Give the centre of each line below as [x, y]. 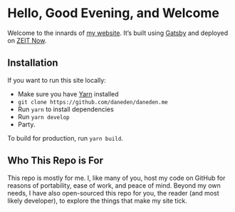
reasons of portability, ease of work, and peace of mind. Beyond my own [114, 185]
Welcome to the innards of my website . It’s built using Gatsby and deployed [118, 33]
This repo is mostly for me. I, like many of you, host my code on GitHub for [116, 178]
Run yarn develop [43, 116]
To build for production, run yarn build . [65, 138]
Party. [26, 124]
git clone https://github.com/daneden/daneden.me [93, 102]
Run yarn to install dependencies [66, 109]
